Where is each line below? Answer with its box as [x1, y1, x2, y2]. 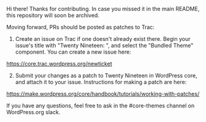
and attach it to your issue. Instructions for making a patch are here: [15, 79, 187, 85]
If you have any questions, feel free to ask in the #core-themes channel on [6, 102, 195, 109]
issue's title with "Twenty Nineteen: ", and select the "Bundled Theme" [15, 42, 194, 49]
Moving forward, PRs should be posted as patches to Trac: [6, 24, 155, 30]
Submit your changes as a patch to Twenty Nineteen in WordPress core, [15, 72, 197, 79]
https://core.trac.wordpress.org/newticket [6, 60, 112, 67]
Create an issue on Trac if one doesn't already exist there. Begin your [15, 35, 191, 42]
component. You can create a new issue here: [15, 48, 132, 56]
